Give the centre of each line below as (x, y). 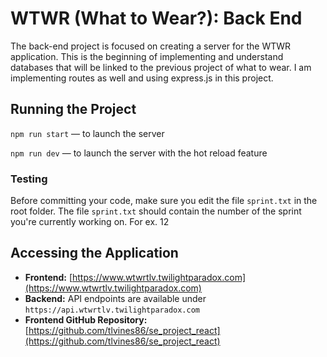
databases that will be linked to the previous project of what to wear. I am (161, 67)
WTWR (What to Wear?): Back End (156, 18)
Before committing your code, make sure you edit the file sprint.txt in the (164, 201)
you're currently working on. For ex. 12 (90, 222)
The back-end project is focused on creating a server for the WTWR (151, 46)
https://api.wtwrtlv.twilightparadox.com (112, 310)
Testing (29, 179)
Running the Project (73, 109)
